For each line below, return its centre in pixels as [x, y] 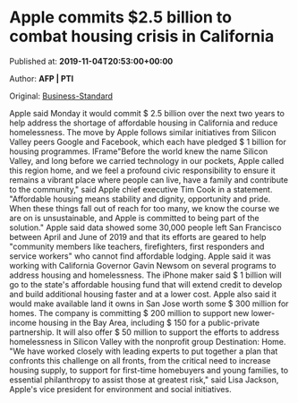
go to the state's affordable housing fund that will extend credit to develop [146, 284]
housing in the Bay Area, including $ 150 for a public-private [149, 322]
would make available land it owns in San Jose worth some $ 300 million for [149, 304]
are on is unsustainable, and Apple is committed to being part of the [134, 218]
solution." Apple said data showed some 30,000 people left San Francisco [145, 227]
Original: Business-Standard [61, 96]
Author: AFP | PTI [42, 78]
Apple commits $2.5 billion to [121, 17]
